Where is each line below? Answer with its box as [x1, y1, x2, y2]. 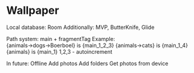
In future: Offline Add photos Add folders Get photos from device [6, 60, 169, 67]
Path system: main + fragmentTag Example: [6, 35, 115, 42]
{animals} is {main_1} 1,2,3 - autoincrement [6, 48, 113, 55]
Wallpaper [6, 4, 59, 17]
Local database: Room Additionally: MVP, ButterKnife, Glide [6, 24, 155, 31]
